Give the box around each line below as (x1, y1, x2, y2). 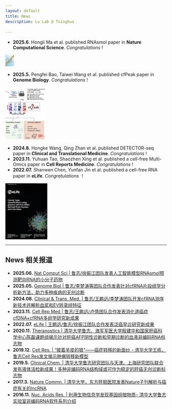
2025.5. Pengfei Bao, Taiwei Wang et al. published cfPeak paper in (12, 72, 155, 78)
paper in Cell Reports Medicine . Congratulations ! (27, 161, 134, 167)
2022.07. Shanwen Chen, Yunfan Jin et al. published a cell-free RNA (12, 167, 158, 173)
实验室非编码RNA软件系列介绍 (12, 398, 77, 404)
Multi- (149, 156, 162, 162)
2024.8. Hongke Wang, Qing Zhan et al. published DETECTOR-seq (12, 145, 154, 151)
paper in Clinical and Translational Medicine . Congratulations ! (12, 150, 147, 157)
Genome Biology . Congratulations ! (12, 77, 88, 83)
